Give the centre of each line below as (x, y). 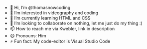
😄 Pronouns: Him (28, 36)
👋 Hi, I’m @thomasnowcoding (40, 8)
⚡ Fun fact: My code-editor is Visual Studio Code (60, 41)
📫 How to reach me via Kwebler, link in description (62, 29)
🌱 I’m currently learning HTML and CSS (50, 18)
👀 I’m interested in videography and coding (54, 13)
